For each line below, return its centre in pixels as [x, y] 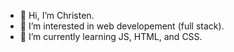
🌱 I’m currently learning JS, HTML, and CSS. [111, 36]
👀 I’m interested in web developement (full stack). [122, 26]
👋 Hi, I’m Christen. [57, 15]
